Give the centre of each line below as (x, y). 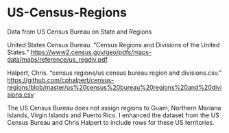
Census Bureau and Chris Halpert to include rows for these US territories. (111, 122)
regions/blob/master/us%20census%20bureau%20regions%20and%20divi (114, 87)
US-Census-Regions (67, 13)
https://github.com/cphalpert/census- (61, 80)
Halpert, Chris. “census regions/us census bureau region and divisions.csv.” (114, 73)
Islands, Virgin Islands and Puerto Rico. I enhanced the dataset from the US (113, 115)
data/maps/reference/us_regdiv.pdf (57, 59)
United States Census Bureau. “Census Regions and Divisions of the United (113, 45)
